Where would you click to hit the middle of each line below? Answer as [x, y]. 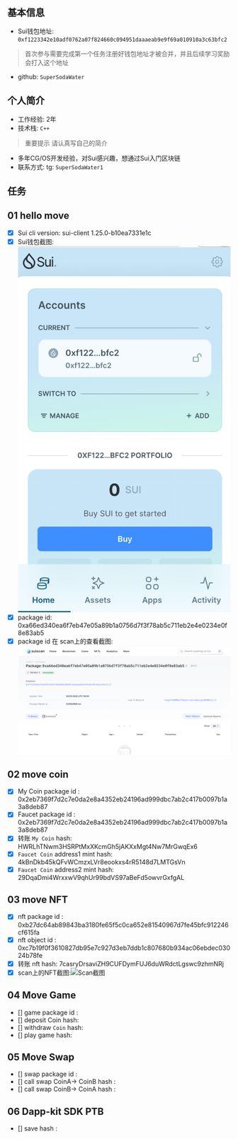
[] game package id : [48, 1012]
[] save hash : [38, 1128]
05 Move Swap [41, 1057]
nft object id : [37, 939]
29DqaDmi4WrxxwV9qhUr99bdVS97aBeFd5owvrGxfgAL [101, 877]
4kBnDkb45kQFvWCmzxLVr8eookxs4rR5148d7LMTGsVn [101, 862]
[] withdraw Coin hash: [50, 1027]
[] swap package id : [47, 1074]
